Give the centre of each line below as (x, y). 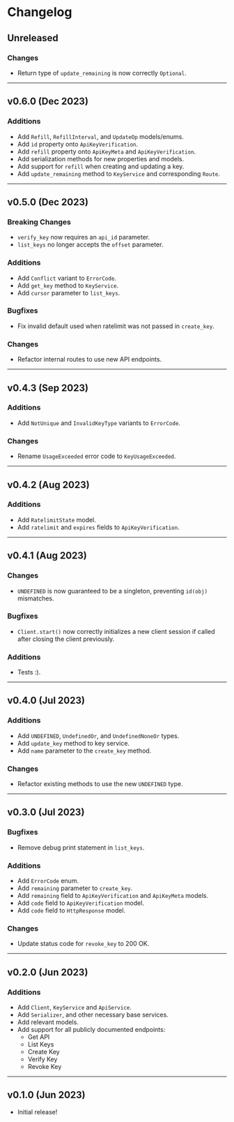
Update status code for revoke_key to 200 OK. (83, 944)
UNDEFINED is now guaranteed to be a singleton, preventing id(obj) (112, 591)
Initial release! (37, 1112)
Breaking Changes (39, 222)
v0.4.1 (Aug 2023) (47, 556)
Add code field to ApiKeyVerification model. (81, 903)
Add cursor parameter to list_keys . (69, 293)
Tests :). (29, 672)
